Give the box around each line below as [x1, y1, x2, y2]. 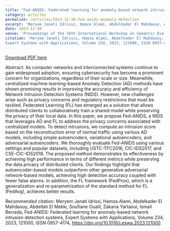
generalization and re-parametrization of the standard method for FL [5, 183, 148, 189]
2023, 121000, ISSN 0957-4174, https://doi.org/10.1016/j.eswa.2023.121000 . [5, 219, 162, 226]
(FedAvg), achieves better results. [5, 188, 76, 194]
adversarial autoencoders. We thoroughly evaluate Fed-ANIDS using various [5, 140, 164, 146]
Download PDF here [5, 54, 47, 60]
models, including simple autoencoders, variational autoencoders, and [5, 134, 152, 140]
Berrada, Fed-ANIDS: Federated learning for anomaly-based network [5, 209, 149, 215]
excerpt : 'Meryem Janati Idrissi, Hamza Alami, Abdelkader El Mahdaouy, [5, 21, 162, 27]
